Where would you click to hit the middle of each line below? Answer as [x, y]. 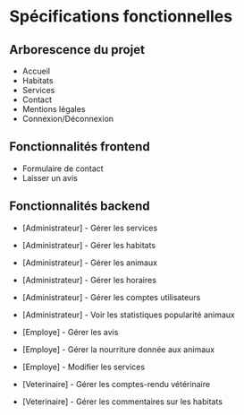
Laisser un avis [50, 177]
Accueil [36, 71]
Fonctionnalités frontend [80, 147]
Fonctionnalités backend [80, 207]
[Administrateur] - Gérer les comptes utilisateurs [111, 297]
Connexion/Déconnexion [68, 119]
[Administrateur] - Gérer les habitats [89, 245]
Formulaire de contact [63, 169]
